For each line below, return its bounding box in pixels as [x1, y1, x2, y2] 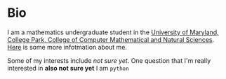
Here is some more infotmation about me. [7, 43, 128, 51]
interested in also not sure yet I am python [7, 64, 129, 72]
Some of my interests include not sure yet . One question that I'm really [7, 56, 211, 64]
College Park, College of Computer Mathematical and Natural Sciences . [7, 35, 215, 43]
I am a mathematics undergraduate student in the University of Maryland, [7, 28, 219, 36]
